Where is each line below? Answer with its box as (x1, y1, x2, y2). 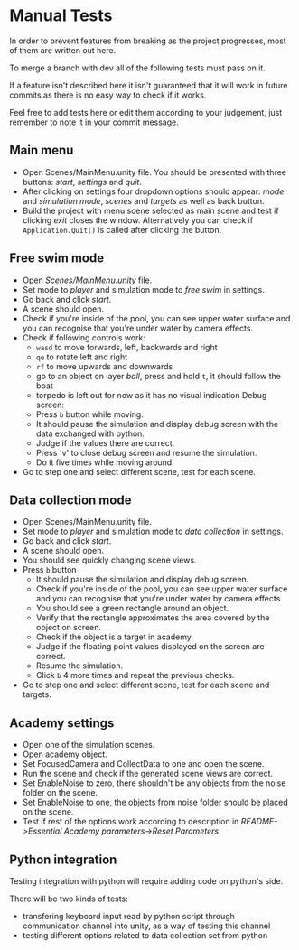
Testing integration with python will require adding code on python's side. (9, 876, 284, 886)
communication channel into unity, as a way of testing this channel (22, 920, 271, 931)
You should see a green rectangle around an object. (35, 602, 229, 614)
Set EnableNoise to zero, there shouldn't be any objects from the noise (22, 778, 286, 788)
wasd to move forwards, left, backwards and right (35, 341, 219, 352)
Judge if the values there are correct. (35, 437, 175, 448)
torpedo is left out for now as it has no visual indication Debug (35, 389, 267, 400)
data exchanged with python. (35, 428, 145, 439)
